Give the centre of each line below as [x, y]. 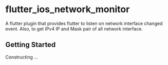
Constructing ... [22, 57]
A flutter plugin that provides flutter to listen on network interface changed [84, 23]
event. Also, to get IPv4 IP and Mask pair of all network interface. [74, 28]
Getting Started [31, 45]
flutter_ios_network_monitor [68, 9]
